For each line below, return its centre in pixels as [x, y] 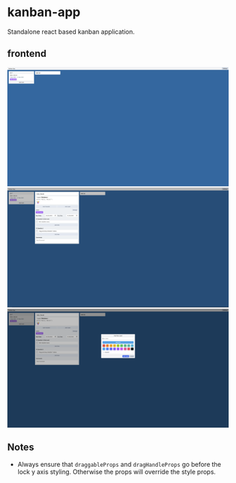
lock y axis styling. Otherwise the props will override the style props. [117, 472]
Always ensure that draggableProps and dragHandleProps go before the [119, 464]
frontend [27, 54]
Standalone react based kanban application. [71, 32]
